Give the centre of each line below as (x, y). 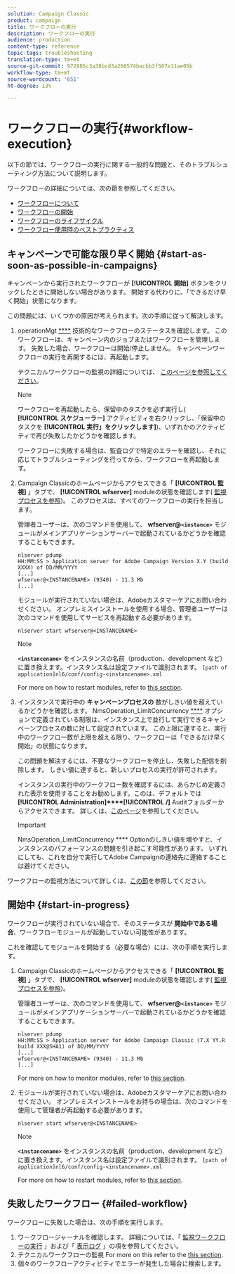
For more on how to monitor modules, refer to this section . (101, 1078)
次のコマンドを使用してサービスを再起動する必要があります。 (106, 617)
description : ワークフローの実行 (52, 33)
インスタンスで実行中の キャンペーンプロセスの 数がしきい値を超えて (117, 702)
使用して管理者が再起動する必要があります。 (81, 1110)
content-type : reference (43, 46)
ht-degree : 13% (29, 86)
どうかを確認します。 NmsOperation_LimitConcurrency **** (116, 710)
